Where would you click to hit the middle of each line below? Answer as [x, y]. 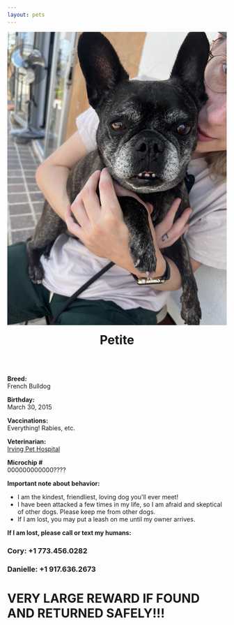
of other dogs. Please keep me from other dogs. [86, 512]
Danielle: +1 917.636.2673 [52, 569]
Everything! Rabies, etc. [41, 428]
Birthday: [21, 399]
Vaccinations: [28, 420]
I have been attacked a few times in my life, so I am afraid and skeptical [120, 504]
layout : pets [26, 15]
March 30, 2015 [30, 407]
